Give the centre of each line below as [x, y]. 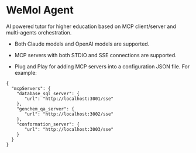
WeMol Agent [40, 10]
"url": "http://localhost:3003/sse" [69, 129]
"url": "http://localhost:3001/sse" [69, 99]
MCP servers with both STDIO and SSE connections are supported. [95, 55]
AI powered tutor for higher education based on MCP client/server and [91, 26]
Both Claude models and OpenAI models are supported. [82, 44]
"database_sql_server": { [48, 93]
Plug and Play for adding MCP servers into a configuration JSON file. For [102, 66]
